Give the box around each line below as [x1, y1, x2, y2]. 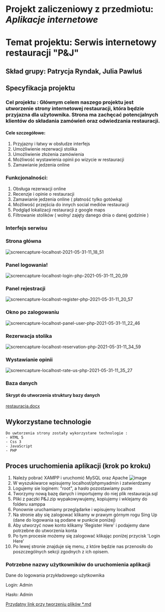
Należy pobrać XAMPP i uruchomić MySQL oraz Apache [12, 475, 128, 481]
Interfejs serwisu [5, 225, 48, 231]
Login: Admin [5, 582, 33, 588]
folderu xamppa [12, 501, 46, 507]
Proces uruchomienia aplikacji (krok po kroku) [5, 461, 151, 470]
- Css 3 [5, 440, 22, 445]
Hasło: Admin [5, 592, 33, 598]
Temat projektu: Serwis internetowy [5, 37, 157, 48]
